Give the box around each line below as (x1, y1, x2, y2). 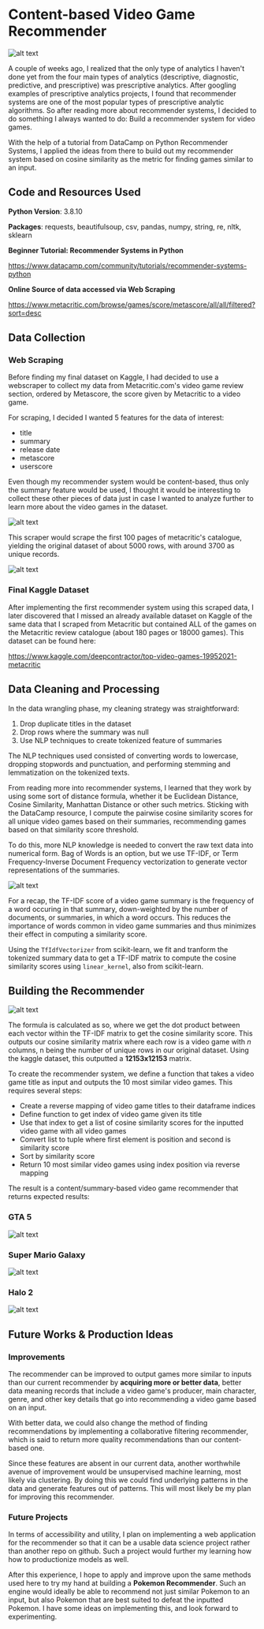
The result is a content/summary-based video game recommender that (8, 1183, 239, 1193)
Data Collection (8, 331, 86, 345)
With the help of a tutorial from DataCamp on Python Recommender (8, 137, 229, 147)
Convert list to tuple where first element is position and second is (19, 1134, 231, 1145)
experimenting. (8, 1612, 58, 1622)
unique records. (8, 550, 60, 559)
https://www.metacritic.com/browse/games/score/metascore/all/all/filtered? (8, 300, 256, 309)
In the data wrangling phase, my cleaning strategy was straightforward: (8, 704, 240, 713)
